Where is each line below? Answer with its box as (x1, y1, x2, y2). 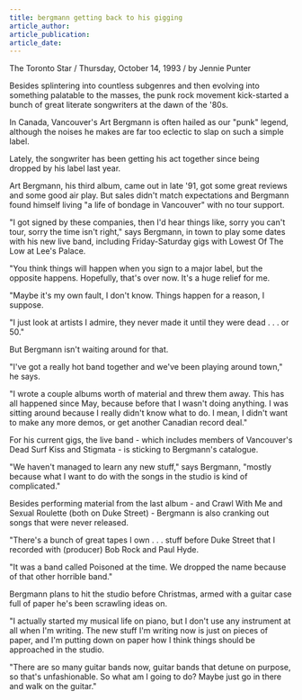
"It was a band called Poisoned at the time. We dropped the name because (9, 561, 287, 572)
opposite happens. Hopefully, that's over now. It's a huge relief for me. (9, 273, 271, 283)
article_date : (9, 38, 63, 48)
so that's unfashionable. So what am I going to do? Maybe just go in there (9, 671, 282, 682)
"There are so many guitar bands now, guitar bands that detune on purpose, (9, 662, 291, 673)
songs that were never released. (9, 517, 129, 528)
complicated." (9, 480, 61, 491)
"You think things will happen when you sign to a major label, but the (9, 263, 263, 274)
